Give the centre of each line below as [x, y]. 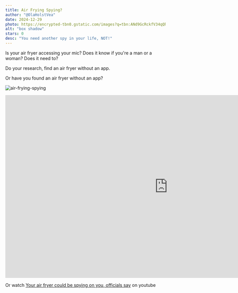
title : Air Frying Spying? [34, 10]
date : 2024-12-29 [24, 19]
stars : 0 [14, 34]
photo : [12, 24]
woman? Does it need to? [32, 58]
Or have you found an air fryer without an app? [54, 78]
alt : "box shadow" [25, 29]
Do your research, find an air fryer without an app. [58, 68]
